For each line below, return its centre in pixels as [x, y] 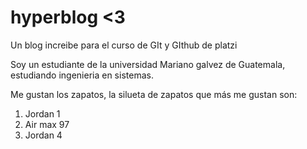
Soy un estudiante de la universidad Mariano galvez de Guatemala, [148, 64]
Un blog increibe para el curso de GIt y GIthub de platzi [124, 45]
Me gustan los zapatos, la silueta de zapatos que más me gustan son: [154, 94]
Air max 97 [47, 124]
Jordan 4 [43, 135]
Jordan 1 [42, 113]
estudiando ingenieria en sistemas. [82, 75]
